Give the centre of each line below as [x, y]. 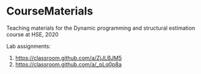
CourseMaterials [50, 11]
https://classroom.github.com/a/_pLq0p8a [68, 64]
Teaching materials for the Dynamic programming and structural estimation [101, 28]
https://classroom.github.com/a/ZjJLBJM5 [68, 58]
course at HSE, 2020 [33, 34]
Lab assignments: [28, 46]
